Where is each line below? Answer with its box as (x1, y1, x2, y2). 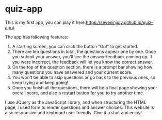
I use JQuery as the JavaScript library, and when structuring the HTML (5, 99, 146, 105)
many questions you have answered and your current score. (12, 69, 132, 75)
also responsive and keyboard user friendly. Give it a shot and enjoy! (5, 109, 142, 115)
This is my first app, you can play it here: (5, 19, 86, 25)
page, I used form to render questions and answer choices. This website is (5, 104, 154, 110)
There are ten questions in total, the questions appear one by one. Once (12, 49, 156, 54)
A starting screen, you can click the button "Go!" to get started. (12, 43, 139, 49)
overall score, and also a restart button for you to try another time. (12, 90, 144, 96)
